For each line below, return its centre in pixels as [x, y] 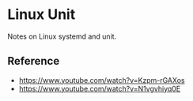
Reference [34, 61]
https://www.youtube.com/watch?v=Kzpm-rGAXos [102, 80]
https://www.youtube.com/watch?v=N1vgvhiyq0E [100, 88]
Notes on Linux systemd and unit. [62, 36]
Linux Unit [42, 15]
